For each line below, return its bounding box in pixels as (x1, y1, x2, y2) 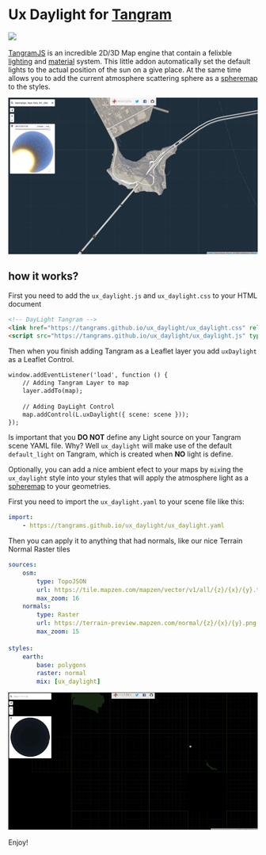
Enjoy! (8, 838, 29, 847)
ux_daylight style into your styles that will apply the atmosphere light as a (8, 473, 249, 483)
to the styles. (8, 82, 51, 91)
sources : (8, 561, 37, 569)
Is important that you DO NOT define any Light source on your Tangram (8, 433, 241, 442)
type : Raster (36, 611, 80, 619)
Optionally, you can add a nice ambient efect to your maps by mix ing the (8, 465, 244, 475)
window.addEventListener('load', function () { (8, 371, 169, 380)
